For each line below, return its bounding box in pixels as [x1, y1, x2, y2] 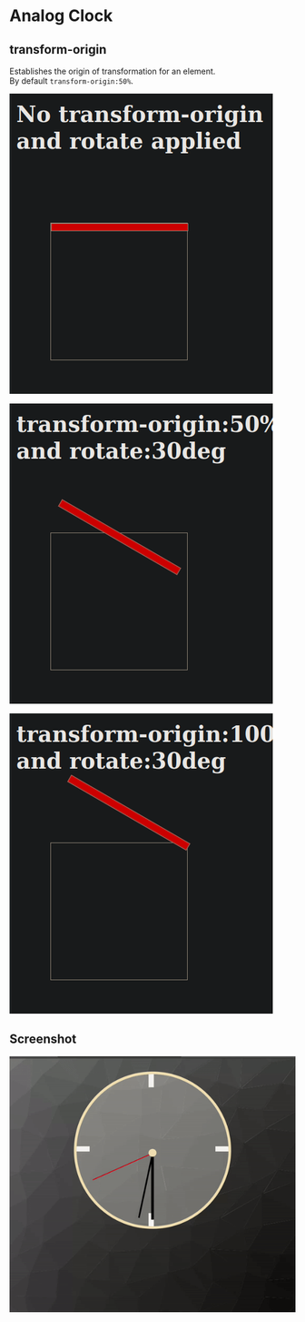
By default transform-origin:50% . [9, 76, 134, 86]
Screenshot [9, 1032, 77, 1047]
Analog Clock [9, 5, 113, 26]
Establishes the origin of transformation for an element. [9, 66, 216, 76]
